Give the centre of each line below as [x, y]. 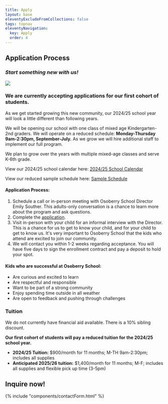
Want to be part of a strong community [52, 288]
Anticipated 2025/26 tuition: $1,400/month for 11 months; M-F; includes [88, 363]
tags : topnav [19, 24]
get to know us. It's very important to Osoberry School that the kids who [87, 233]
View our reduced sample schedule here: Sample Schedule [66, 178]
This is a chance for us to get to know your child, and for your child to [84, 228]
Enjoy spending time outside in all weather [56, 293]
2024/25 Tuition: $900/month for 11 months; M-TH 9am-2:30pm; [80, 352]
